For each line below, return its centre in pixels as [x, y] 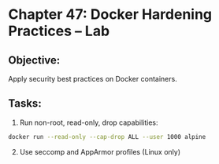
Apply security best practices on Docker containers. [93, 79]
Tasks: [25, 104]
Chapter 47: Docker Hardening [110, 15]
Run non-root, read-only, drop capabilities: [89, 122]
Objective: [34, 60]
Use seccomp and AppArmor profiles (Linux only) [100, 151]
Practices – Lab [59, 31]
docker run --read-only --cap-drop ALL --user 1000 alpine [107, 137]
